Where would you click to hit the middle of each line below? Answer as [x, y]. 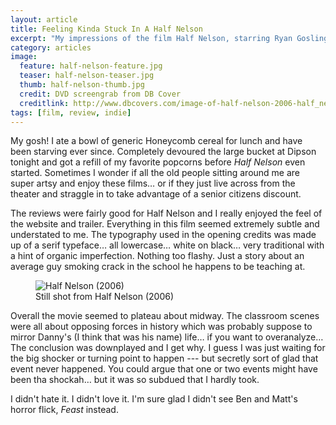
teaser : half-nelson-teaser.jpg [87, 76]
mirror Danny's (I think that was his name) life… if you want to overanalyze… [167, 337]
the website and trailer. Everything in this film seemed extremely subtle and [165, 224]
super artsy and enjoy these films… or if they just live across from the [153, 183]
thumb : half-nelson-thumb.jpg [82, 85]
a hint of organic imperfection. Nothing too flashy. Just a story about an [157, 256]
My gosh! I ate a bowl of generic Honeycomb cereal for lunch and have [156, 141]
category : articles [51, 47]
